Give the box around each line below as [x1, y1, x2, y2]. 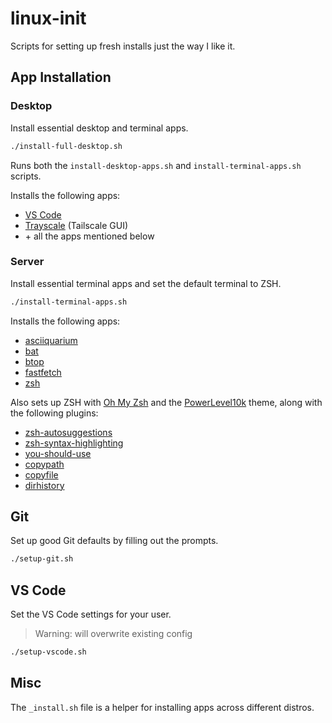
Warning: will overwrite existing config [34, 628, 193, 640]
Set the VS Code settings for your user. [10, 608, 172, 621]
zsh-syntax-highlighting [24, 437, 124, 449]
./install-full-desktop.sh [10, 141, 123, 151]
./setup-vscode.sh [10, 647, 87, 657]
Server [10, 255, 45, 269]
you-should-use [24, 447, 92, 459]
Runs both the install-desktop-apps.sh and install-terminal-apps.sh [10, 159, 302, 171]
